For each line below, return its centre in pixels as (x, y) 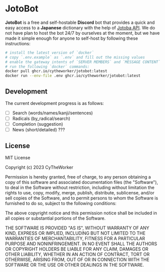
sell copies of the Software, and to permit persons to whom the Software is (82, 198)
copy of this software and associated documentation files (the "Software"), (82, 182)
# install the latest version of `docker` (50, 53)
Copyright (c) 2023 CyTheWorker (39, 168)
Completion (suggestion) (38, 124)
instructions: (18, 43)
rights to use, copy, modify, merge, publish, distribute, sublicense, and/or (80, 193)
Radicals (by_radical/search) (41, 119)
